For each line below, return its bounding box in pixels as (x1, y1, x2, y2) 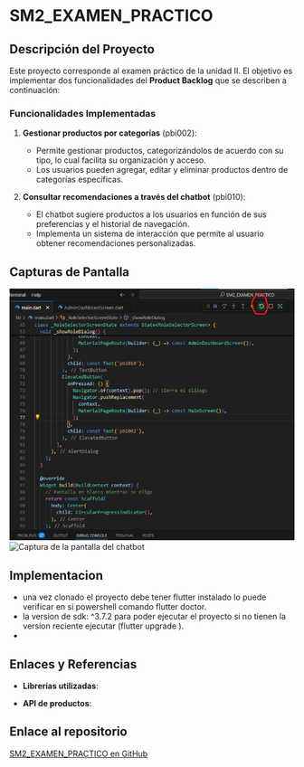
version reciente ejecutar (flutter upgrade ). (22, 620, 185, 631)
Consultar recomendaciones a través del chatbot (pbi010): (22, 192, 246, 203)
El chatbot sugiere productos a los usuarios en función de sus (35, 209, 267, 220)
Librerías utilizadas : (22, 680, 100, 692)
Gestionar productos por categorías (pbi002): (22, 128, 197, 138)
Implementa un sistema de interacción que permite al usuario (35, 228, 264, 240)
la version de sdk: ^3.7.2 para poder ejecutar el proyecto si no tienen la (22, 611, 287, 622)
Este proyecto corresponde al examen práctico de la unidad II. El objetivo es (9, 65, 293, 76)
